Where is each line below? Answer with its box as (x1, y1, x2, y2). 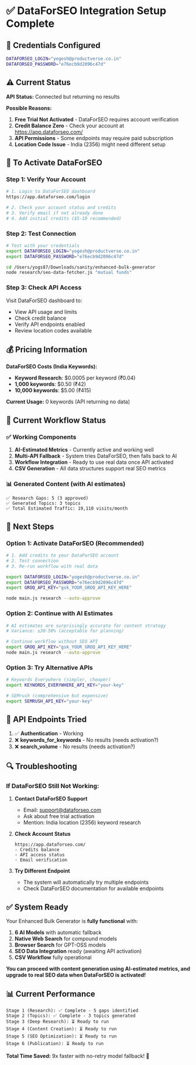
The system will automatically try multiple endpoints (23, 879, 149, 886)
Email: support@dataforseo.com (23, 806, 101, 813)
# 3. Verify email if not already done (6, 210, 104, 216)
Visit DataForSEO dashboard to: (6, 297, 82, 304)
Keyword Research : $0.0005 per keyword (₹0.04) (14, 374, 136, 382)
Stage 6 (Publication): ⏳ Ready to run (6, 1040, 104, 1046)
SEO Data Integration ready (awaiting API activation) (14, 947, 142, 954)
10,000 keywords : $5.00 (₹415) (14, 387, 92, 394)
